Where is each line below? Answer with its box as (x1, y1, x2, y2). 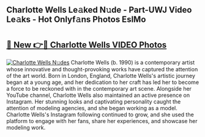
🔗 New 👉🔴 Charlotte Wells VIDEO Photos (6, 40, 167, 50)
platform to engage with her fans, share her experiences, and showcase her (6, 118, 198, 124)
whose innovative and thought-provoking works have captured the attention (6, 66, 198, 72)
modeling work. (6, 124, 46, 131)
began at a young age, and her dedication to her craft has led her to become (6, 79, 199, 86)
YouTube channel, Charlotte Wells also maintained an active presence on (6, 91, 190, 99)
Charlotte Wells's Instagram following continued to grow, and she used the (6, 111, 194, 118)
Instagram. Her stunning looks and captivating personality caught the (6, 98, 181, 105)
